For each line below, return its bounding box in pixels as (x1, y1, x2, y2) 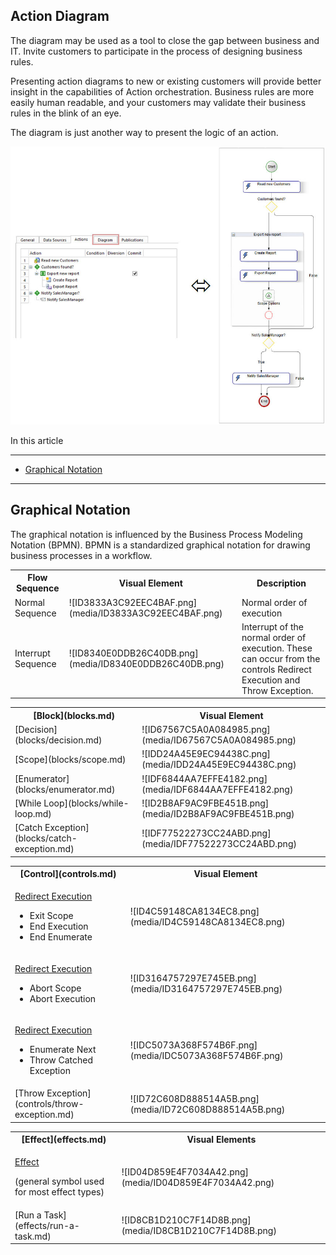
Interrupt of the (241, 620, 304, 633)
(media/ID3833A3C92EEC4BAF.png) (68, 607, 223, 619)
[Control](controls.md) (19, 868, 117, 880)
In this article (10, 435, 64, 447)
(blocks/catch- (14, 832, 78, 844)
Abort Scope (29, 982, 82, 994)
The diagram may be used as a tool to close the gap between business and (10, 34, 320, 46)
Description (256, 577, 307, 589)
